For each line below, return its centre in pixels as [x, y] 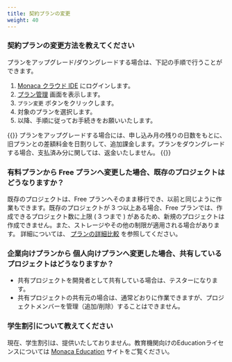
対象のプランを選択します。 [57, 111]
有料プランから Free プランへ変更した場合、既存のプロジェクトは [116, 172]
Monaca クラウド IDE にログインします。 [75, 85]
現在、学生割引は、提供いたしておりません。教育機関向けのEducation [107, 343]
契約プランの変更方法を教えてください [71, 46]
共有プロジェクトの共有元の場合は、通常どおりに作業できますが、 [111, 298]
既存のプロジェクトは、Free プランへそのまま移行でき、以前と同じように [112, 199]
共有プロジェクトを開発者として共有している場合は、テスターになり [114, 280]
